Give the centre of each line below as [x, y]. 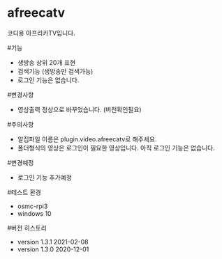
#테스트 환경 [24, 192]
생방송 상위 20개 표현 [46, 62]
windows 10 [34, 213]
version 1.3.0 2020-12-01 [53, 249]
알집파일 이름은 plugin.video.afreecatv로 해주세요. [87, 139]
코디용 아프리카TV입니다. [41, 33]
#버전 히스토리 [27, 228]
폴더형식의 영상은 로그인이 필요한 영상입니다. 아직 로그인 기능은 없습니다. [116, 148]
